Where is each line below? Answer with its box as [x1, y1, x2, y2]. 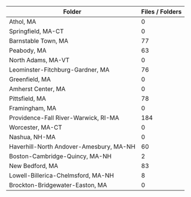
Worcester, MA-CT [9, 124, 62, 131]
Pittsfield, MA [9, 95, 46, 102]
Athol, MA [9, 18, 37, 25]
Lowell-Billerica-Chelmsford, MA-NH [9, 172, 114, 179]
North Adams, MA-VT [9, 56, 70, 64]
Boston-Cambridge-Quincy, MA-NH [9, 152, 112, 160]
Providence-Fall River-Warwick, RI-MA [9, 114, 120, 122]
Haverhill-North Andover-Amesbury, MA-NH [9, 143, 136, 150]
